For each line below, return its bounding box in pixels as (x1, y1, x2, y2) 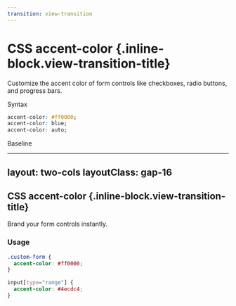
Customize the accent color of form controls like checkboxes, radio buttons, (7, 79, 228, 87)
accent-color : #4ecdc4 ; (13, 286, 83, 293)
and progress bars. (7, 86, 63, 95)
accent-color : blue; (7, 120, 68, 127)
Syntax (7, 100, 28, 108)
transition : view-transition (7, 10, 93, 18)
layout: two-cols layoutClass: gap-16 (7, 166, 173, 178)
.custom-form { (7, 253, 52, 260)
